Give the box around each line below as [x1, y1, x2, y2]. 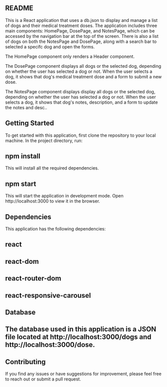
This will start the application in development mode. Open [5, 193, 124, 199]
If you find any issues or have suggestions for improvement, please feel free [5, 371, 162, 377]
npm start [5, 180, 36, 188]
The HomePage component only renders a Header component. [5, 53, 135, 59]
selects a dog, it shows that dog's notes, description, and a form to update [5, 99, 158, 105]
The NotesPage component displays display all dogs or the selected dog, [5, 88, 156, 94]
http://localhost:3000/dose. [5, 341, 95, 349]
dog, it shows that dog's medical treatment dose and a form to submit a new [5, 73, 162, 79]
